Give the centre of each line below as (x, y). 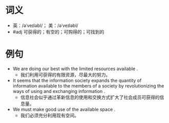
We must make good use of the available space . (64, 109)
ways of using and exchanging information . (59, 91)
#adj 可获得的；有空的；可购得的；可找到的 (58, 32)
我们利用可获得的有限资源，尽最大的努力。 (65, 75)
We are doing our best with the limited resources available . (75, 69)
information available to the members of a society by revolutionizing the (88, 86)
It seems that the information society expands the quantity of (77, 80)
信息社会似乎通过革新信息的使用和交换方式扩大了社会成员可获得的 (90, 97)
